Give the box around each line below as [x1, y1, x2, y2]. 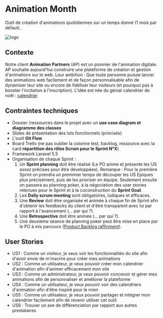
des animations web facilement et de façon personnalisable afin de [5, 77, 140, 83]
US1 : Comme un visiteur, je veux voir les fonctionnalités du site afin [12, 251, 148, 256]
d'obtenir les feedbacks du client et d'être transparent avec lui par [19, 203, 152, 209]
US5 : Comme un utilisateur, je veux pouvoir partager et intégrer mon [12, 292, 151, 298]
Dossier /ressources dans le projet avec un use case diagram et [12, 120, 141, 126]
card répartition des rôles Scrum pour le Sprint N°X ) [12, 146, 119, 151]
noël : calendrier [5, 92, 38, 98]
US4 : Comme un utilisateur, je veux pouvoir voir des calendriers [12, 282, 142, 288]
